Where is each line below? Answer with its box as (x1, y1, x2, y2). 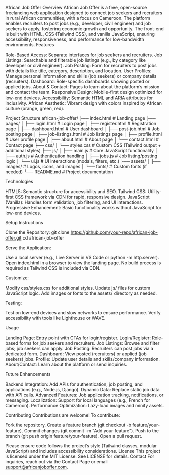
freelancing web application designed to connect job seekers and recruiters (5, 10, 163, 16)
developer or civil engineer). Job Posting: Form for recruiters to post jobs (5, 63, 157, 68)
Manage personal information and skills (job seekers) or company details (5, 73, 157, 79)
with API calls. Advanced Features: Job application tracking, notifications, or (5, 392, 164, 398)
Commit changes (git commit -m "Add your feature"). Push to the (24, 428, 159, 434)
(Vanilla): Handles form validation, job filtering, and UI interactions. (5, 199, 143, 205)
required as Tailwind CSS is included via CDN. (5, 265, 101, 271)
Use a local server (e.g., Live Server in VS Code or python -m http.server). (5, 255, 159, 260)
